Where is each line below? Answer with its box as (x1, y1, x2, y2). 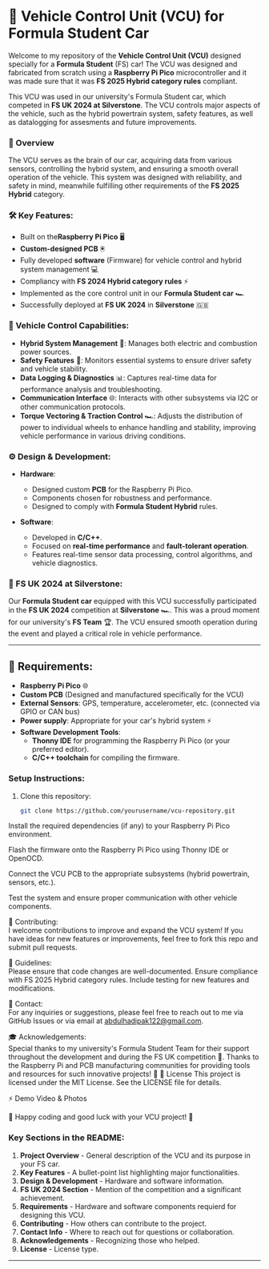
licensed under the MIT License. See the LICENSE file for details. (8, 1078, 222, 1087)
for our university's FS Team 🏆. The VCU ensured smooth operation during (8, 617, 258, 627)
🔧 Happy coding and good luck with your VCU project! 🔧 (8, 1112, 194, 1122)
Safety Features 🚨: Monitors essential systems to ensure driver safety (19, 355, 252, 365)
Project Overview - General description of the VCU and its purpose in (19, 1151, 251, 1160)
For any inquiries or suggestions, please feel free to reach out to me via (8, 1008, 244, 1018)
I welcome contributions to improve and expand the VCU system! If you (8, 926, 243, 935)
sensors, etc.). (8, 877, 56, 887)
